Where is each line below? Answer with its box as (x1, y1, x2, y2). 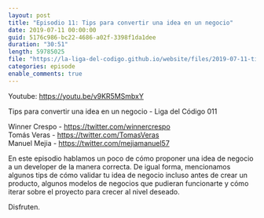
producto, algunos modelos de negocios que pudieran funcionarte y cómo (8, 178, 249, 188)
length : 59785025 (8, 48, 65, 56)
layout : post (8, 11, 51, 20)
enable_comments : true (8, 70, 82, 78)
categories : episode (8, 63, 76, 71)
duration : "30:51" (8, 41, 68, 49)
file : (8, 56, 26, 64)
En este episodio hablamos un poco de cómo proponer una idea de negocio (8, 154, 254, 163)
